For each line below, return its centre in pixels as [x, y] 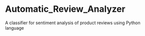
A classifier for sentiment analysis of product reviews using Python [73, 23]
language [14, 28]
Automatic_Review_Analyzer [65, 9]
